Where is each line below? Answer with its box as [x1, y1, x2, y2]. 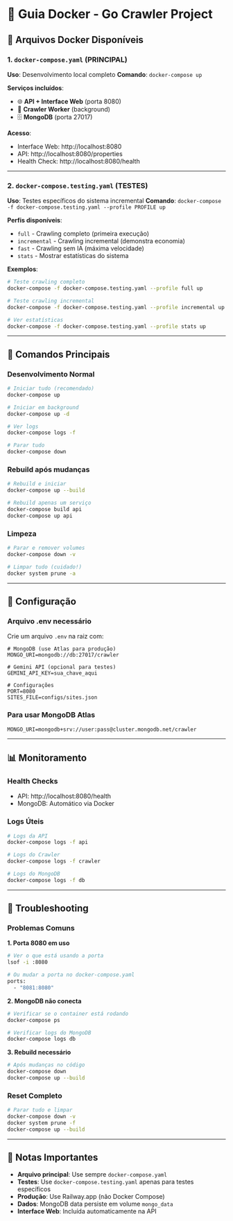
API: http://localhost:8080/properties [17, 149, 123, 158]
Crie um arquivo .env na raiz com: [7, 632, 104, 641]
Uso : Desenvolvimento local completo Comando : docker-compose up [7, 70, 202, 78]
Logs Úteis [7, 817, 44, 826]
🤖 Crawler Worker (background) [17, 105, 111, 113]
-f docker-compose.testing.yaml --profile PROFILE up [7, 204, 166, 211]
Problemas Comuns [7, 924, 75, 933]
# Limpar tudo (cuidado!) [7, 563, 82, 571]
